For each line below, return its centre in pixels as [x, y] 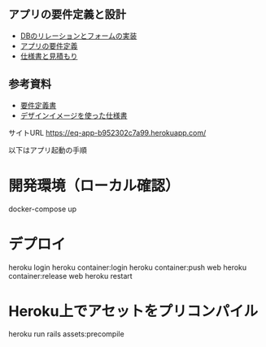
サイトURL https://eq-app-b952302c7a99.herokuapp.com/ [107, 132]
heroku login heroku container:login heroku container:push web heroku [128, 267]
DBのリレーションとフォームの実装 [78, 36]
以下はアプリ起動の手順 [48, 150]
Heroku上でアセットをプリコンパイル [133, 311]
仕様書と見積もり [49, 56]
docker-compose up [43, 209]
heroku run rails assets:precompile [66, 334]
